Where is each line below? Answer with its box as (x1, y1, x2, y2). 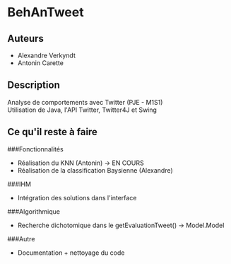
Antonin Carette (17, 59, 64, 67)
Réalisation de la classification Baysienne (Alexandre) (17, 166, 173, 174)
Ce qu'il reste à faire (7, 126, 97, 138)
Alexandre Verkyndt (17, 51, 76, 59)
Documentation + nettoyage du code (17, 248, 125, 257)
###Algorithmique (7, 207, 60, 216)
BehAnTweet (7, 4, 84, 21)
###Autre (7, 234, 35, 243)
